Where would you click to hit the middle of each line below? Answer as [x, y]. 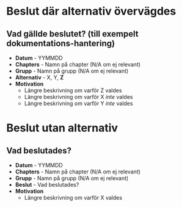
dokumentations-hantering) [60, 43]
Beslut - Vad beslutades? [47, 185]
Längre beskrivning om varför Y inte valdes [78, 103]
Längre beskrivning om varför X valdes [73, 198]
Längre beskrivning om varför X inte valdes [78, 97]
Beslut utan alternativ [62, 128]
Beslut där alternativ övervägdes [91, 11]
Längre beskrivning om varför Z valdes [73, 90]
